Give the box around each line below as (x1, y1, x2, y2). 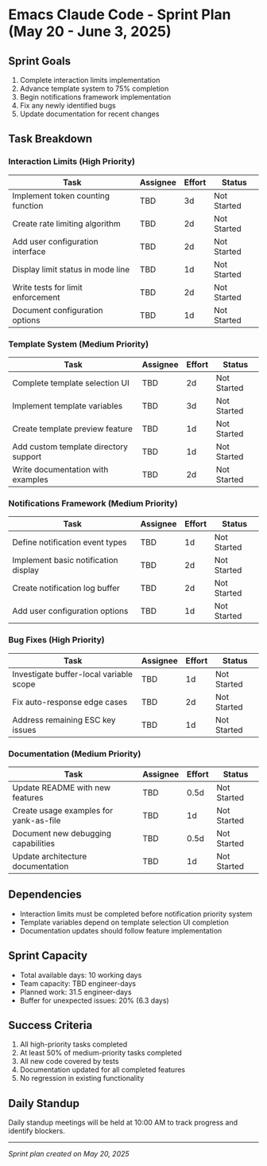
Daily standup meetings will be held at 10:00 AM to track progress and (8, 1117, 238, 1128)
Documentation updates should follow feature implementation (19, 925, 222, 935)
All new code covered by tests (19, 1057, 119, 1066)
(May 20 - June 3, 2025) (8, 22, 172, 41)
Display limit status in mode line (12, 264, 130, 275)
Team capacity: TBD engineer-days (19, 978, 137, 988)
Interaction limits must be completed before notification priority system (19, 909, 253, 918)
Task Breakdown (8, 132, 93, 146)
